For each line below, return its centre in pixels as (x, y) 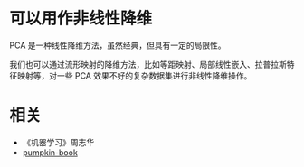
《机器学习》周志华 (58, 142)
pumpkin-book (50, 152)
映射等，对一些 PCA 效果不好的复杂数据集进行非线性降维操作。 (134, 75)
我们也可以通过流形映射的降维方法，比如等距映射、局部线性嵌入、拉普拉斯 (148, 64)
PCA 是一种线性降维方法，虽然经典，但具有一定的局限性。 (118, 45)
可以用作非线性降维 (81, 19)
